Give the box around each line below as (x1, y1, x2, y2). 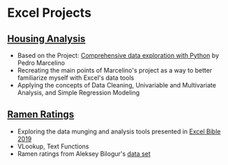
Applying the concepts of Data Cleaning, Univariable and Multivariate (17, 81, 216, 89)
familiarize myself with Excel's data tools (17, 73, 135, 82)
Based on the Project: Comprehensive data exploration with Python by (17, 51, 220, 59)
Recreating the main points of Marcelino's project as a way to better (17, 66, 213, 74)
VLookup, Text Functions (17, 142, 89, 150)
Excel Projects (7, 5, 92, 21)
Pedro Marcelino (17, 59, 65, 67)
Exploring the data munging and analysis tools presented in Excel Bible (17, 127, 221, 136)
